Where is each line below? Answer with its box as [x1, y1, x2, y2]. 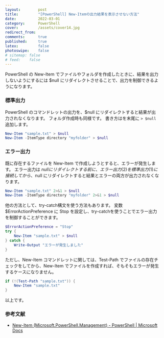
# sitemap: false [5, 52, 41, 58]
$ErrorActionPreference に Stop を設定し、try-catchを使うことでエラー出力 [5, 209, 158, 215]
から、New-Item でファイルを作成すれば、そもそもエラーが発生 [30, 263, 159, 268]
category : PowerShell [5, 21, 60, 26]
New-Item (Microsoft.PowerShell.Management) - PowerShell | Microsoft [12, 322, 158, 328]
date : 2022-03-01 [5, 16, 60, 21]
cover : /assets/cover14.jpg [5, 25, 80, 30]
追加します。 [5, 121, 31, 127]
